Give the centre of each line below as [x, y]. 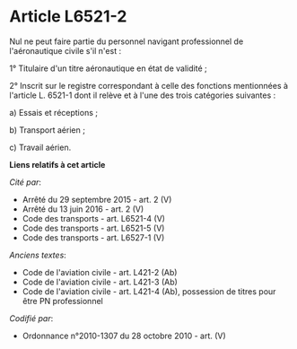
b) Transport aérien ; [47, 130]
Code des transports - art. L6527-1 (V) [93, 237]
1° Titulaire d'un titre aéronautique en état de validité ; [109, 68]
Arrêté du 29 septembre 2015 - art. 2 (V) [97, 199]
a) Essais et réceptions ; [54, 112]
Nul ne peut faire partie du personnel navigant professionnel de [127, 41]
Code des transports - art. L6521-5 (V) [93, 228]
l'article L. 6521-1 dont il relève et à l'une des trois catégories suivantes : [143, 95]
